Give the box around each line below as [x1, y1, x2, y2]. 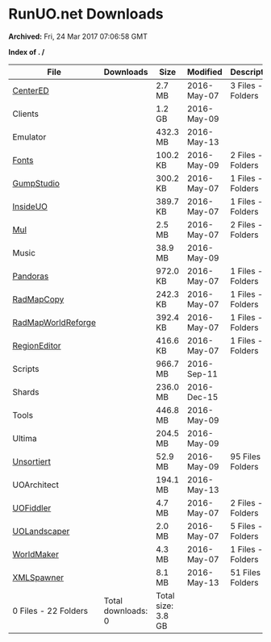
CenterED [12, 85, 50, 96]
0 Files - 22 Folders [12, 605, 89, 616]
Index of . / [8, 47, 45, 56]
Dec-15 [186, 391, 219, 402]
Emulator [12, 131, 47, 142]
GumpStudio [12, 177, 60, 189]
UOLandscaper [12, 525, 70, 536]
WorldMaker [12, 548, 59, 560]
